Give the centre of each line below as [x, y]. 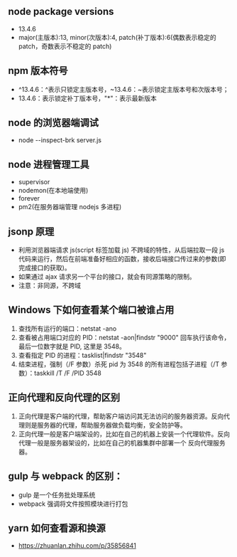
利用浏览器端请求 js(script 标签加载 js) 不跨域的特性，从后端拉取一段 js [121, 250]
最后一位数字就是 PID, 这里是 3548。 [72, 346]
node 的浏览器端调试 [53, 123]
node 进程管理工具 [49, 164]
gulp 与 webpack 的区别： [66, 476]
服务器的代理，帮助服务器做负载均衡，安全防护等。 [112, 425]
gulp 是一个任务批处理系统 [57, 494]
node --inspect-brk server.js [60, 140]
